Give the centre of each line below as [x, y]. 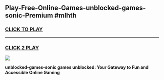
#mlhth [66, 16]
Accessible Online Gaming [32, 72]
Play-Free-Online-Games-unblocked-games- [76, 8]
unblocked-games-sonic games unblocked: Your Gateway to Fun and [77, 67]
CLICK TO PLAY [24, 30]
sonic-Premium [29, 16]
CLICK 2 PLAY [22, 48]
